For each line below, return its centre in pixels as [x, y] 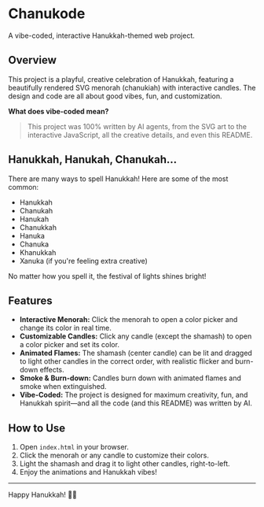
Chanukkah [38, 227]
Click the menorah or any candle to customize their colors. [114, 455]
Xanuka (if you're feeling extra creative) [83, 261]
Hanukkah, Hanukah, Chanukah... [93, 159]
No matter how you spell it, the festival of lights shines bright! [107, 276]
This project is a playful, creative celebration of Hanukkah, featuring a [121, 79]
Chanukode [47, 14]
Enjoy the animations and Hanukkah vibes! [88, 472]
